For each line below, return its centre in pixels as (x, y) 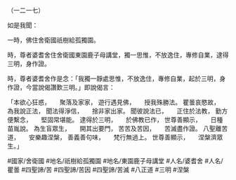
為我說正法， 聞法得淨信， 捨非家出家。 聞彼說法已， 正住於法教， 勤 (114, 111)
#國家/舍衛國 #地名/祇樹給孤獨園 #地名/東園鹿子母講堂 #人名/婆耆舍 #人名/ (115, 161)
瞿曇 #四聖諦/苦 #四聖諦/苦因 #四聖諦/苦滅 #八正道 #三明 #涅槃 (98, 169)
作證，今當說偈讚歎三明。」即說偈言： (61, 87)
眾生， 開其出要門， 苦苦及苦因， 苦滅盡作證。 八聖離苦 (140, 129)
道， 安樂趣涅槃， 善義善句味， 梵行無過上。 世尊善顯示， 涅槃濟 (112, 137)
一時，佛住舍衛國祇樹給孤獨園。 (53, 40)
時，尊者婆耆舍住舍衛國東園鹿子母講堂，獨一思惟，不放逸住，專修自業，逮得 (118, 55)
